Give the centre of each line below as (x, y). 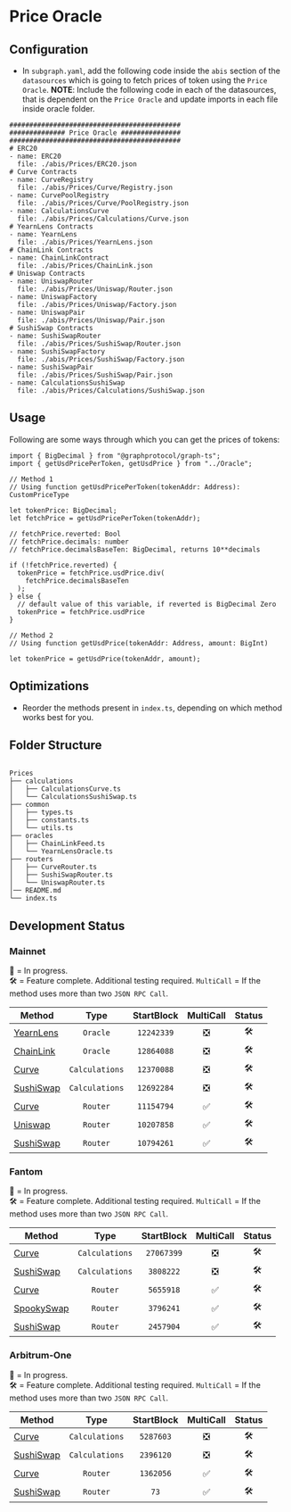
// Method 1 (31, 479)
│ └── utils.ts (41, 828)
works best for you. (58, 717)
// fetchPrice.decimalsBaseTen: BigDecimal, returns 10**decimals (135, 549)
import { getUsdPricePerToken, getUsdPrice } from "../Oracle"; (131, 463)
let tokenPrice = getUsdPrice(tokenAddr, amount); (105, 659)
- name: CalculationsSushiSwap (67, 383)
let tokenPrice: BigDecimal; (63, 511)
